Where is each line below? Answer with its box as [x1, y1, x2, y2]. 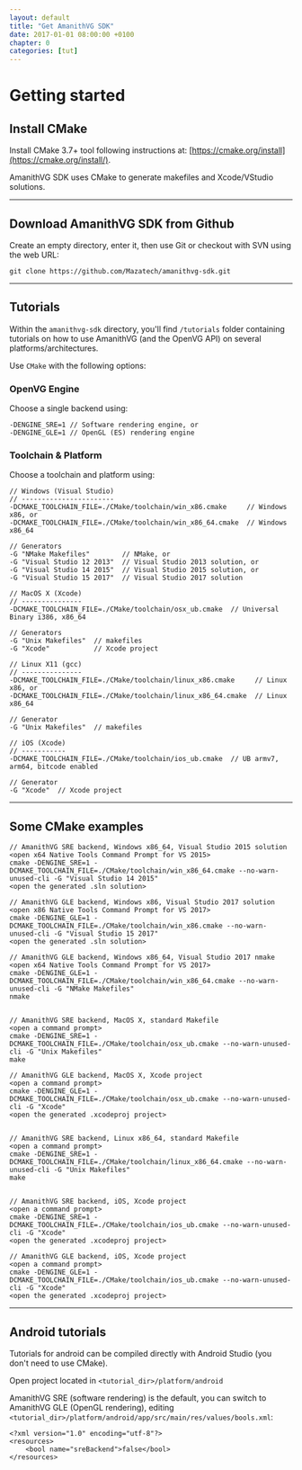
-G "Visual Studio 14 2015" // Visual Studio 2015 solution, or [9, 566, 259, 575]
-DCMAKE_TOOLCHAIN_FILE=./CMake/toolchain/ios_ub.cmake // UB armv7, [9, 755, 280, 764]
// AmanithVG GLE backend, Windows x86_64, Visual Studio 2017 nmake [9, 953, 276, 963]
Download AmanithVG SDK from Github [9, 216, 235, 231]
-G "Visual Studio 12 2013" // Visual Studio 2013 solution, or [9, 558, 259, 567]
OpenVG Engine [9, 382, 80, 395]
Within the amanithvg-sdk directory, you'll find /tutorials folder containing [9, 323, 285, 334]
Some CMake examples [9, 819, 144, 834]
